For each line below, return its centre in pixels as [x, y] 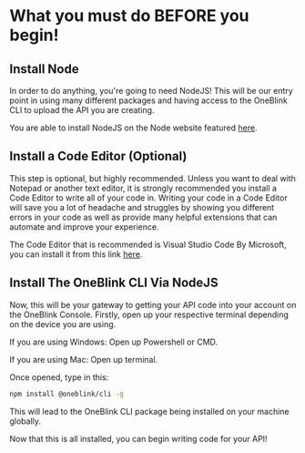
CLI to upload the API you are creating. [82, 110]
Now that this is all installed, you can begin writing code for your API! [138, 438]
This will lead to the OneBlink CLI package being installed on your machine [149, 411]
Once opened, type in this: [59, 377]
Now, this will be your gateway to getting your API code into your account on [153, 304]
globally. [25, 421]
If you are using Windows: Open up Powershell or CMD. [114, 342]
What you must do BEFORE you [129, 16]
